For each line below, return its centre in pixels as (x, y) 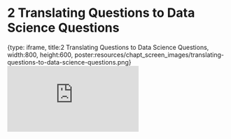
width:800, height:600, (40, 55)
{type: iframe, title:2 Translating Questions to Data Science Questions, (108, 47)
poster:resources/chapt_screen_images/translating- (149, 55)
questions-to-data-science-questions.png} (69, 62)
